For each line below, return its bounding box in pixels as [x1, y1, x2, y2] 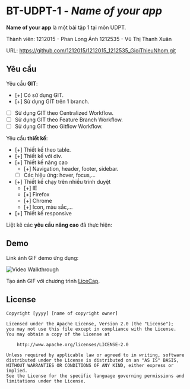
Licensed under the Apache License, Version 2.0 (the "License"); [6, 321, 174, 327]
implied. [6, 368, 28, 374]
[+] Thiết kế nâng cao [14, 159, 68, 166]
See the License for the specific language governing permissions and [6, 373, 185, 379]
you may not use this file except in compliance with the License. [6, 326, 177, 332]
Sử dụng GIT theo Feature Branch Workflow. [14, 116, 123, 123]
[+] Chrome [23, 197, 52, 204]
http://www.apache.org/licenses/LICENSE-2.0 [17, 341, 129, 347]
